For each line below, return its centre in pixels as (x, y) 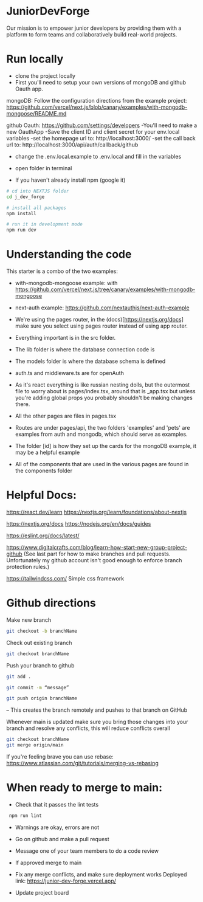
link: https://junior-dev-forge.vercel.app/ (66, 881)
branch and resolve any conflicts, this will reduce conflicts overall (88, 728)
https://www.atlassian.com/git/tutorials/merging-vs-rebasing (83, 763)
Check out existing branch (39, 642)
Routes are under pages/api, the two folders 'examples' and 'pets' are (102, 428)
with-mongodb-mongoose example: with (66, 283)
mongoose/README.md (36, 113)
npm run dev (21, 230)
